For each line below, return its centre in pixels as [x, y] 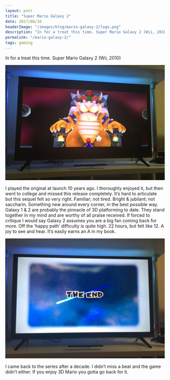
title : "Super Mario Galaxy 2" [38, 16]
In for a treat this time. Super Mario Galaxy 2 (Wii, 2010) [63, 58]
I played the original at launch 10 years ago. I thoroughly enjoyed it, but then [84, 188]
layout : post [19, 11]
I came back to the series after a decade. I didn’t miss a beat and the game [83, 367]
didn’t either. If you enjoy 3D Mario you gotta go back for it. [67, 372]
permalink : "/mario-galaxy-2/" [38, 38]
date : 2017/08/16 [24, 21]
